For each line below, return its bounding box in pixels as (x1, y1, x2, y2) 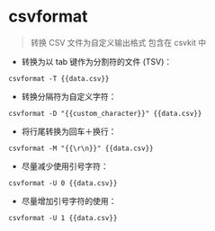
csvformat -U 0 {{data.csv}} (8, 178, 118, 188)
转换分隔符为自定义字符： (21, 91, 117, 102)
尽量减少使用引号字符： (21, 160, 109, 172)
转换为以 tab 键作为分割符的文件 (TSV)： (21, 56, 173, 67)
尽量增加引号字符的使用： (21, 195, 117, 206)
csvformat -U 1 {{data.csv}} (8, 213, 118, 222)
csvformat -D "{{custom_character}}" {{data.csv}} (8, 109, 202, 118)
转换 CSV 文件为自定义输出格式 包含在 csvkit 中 (30, 37, 207, 48)
